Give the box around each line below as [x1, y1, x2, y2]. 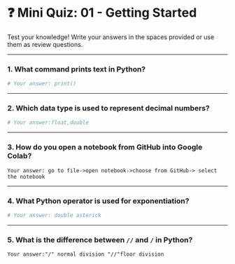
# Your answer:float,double [7, 119, 90, 126]
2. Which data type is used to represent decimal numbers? [7, 104, 210, 113]
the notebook [7, 173, 45, 180]
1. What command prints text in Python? [7, 64, 146, 74]
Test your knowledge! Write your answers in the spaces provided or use [7, 32, 215, 41]
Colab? [7, 151, 32, 161]
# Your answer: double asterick [7, 211, 101, 218]
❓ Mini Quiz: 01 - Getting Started [7, 5, 197, 21]
